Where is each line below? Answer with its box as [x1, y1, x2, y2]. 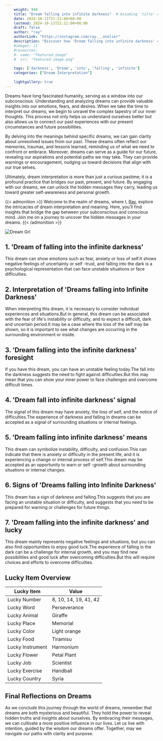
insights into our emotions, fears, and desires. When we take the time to [5, 103, 149, 109]
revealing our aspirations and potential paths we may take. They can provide [5, 154, 158, 160]
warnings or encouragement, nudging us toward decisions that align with [5, 159, 151, 165]
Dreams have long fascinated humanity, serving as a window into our [5, 93, 143, 99]
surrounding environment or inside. [5, 332, 76, 338]
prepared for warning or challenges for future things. [5, 504, 111, 510]
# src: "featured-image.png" [14, 57, 75, 62]
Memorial [51, 620, 74, 627]
